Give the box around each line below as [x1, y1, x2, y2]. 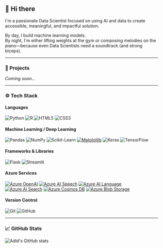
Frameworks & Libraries [5, 148, 54, 154]
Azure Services [5, 170, 37, 176]
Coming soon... [5, 76, 35, 82]
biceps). [5, 48, 22, 53]
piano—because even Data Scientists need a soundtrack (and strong [5, 42, 143, 49]
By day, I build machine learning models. [5, 32, 86, 38]
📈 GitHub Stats [5, 225, 42, 231]
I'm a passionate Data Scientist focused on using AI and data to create [5, 18, 146, 23]
